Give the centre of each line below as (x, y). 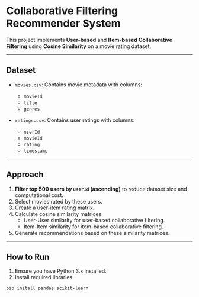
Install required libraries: (44, 277)
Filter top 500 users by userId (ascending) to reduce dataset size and (101, 189)
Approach (25, 175)
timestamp (36, 151)
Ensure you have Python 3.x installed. (60, 271)
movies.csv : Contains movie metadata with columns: (78, 85)
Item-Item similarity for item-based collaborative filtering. (93, 227)
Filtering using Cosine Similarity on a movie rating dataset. (79, 46)
